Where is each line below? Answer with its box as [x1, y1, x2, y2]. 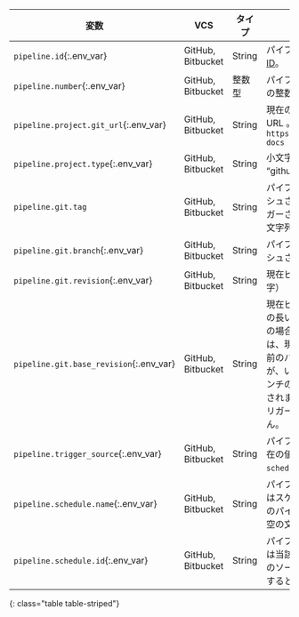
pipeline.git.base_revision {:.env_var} [13, 357, 176, 370]
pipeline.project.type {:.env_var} [13, 157, 153, 170]
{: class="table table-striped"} [9, 598, 120, 608]
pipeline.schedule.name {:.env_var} [13, 498, 158, 509]
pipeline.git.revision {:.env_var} [13, 275, 153, 286]
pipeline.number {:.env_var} [13, 80, 126, 92]
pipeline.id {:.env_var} [13, 50, 108, 61]
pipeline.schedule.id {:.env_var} [13, 555, 149, 566]
